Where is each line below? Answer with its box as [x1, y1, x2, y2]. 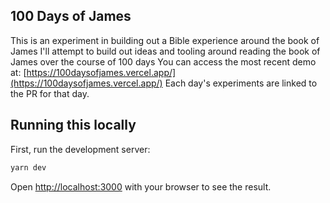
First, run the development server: [10, 143, 151, 155]
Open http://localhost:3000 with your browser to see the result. [10, 180, 272, 193]
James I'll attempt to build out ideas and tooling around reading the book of [10, 45, 321, 57]
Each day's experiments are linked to [164, 77, 318, 89]
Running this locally [10, 117, 137, 134]
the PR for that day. [10, 87, 90, 99]
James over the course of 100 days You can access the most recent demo [10, 55, 317, 68]
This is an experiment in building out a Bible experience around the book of [10, 34, 320, 46]
